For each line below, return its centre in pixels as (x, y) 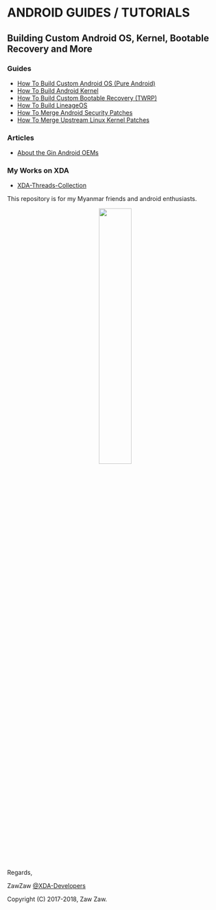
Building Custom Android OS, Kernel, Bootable (108, 38)
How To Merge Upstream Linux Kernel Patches (83, 120)
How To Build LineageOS (52, 105)
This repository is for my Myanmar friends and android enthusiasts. (102, 199)
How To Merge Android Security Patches (75, 112)
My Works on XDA (38, 171)
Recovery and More (50, 49)
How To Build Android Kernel (58, 90)
